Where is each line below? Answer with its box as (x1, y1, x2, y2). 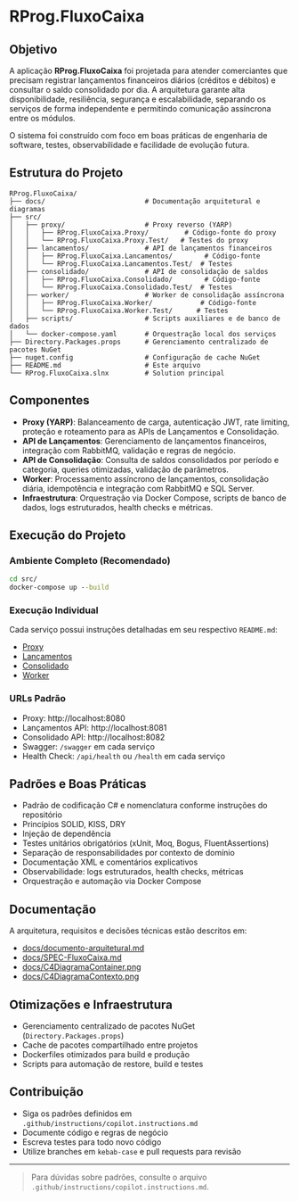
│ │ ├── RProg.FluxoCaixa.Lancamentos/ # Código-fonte (9, 252, 261, 261)
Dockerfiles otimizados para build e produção (21, 1049, 190, 1060)
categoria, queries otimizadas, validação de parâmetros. (21, 464, 230, 475)
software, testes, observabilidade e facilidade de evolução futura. (9, 140, 250, 150)
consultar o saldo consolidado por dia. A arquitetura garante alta (9, 85, 246, 95)
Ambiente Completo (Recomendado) (9, 554, 171, 567)
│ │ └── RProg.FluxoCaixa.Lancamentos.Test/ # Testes (9, 259, 233, 269)
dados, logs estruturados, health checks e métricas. (21, 501, 214, 512)
